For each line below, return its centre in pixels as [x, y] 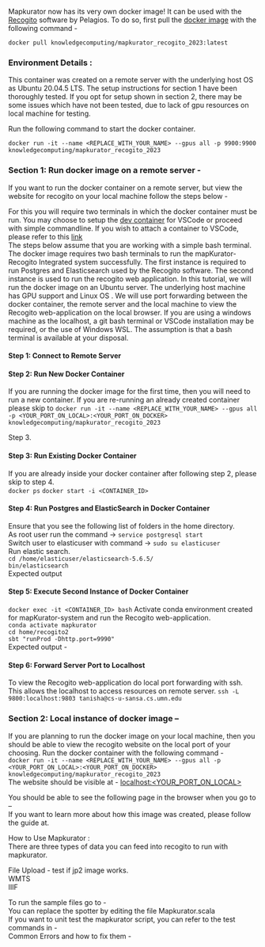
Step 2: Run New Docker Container [66, 374]
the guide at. [29, 823]
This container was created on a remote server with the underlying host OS [131, 80]
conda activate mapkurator [53, 625]
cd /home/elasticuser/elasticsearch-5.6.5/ [81, 559]
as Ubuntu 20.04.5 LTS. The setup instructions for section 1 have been [123, 88]
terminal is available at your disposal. [68, 338]
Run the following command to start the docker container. [102, 129]
